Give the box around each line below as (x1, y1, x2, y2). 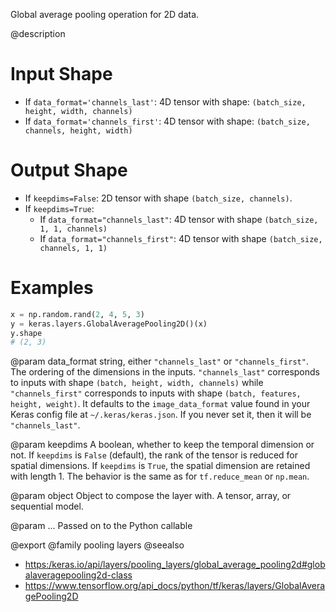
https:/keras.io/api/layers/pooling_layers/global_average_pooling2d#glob (24, 559, 326, 571)
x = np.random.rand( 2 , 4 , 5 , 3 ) (10, 309, 145, 319)
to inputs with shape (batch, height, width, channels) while (10, 377, 264, 389)
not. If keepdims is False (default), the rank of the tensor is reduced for (10, 449, 299, 461)
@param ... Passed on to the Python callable (10, 520, 193, 532)
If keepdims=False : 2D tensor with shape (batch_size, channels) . (24, 192, 293, 204)
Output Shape (10, 159, 128, 182)
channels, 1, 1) (39, 243, 108, 253)
